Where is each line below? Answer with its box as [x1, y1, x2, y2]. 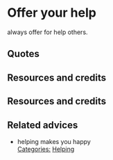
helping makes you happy [17, 137, 92, 145]
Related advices [7, 119, 78, 131]
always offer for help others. [7, 28, 88, 36]
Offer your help [7, 5, 97, 21]
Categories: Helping [17, 145, 75, 153]
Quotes [7, 48, 40, 60]
